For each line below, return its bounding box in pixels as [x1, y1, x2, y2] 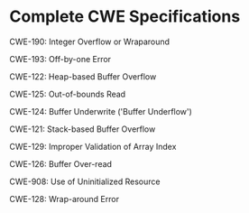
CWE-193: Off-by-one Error [9, 53, 111, 64]
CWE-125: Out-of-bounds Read [9, 88, 126, 99]
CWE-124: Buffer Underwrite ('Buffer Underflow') [9, 106, 192, 116]
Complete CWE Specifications [9, 6, 241, 27]
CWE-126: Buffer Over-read [9, 158, 113, 169]
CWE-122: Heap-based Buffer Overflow [9, 70, 157, 82]
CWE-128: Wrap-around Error [9, 193, 120, 204]
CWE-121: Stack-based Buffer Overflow [9, 124, 156, 134]
